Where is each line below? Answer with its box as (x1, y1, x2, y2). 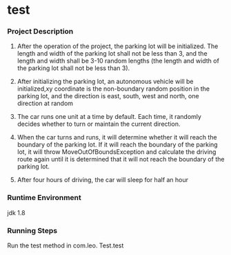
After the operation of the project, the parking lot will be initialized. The (17, 42, 219, 50)
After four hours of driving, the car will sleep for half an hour (17, 176, 188, 184)
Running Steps (7, 225, 57, 235)
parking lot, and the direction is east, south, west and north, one (17, 92, 199, 100)
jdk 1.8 (7, 208, 26, 217)
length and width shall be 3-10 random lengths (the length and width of (17, 57, 219, 65)
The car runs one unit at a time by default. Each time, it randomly (17, 113, 202, 121)
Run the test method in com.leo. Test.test (7, 241, 124, 250)
